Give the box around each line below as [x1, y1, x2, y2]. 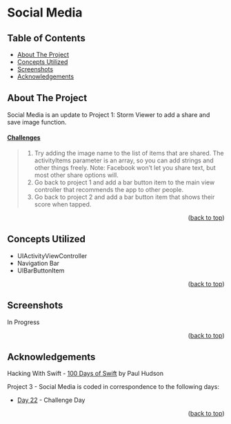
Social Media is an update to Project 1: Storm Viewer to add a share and [7, 110, 210, 118]
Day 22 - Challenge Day [17, 396, 86, 404]
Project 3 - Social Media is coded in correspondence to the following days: [7, 383, 219, 391]
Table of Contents [7, 32, 86, 44]
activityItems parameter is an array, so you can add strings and [34, 156, 214, 165]
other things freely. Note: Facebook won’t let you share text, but [34, 164, 216, 172]
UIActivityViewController [17, 251, 88, 259]
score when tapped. [34, 200, 92, 209]
